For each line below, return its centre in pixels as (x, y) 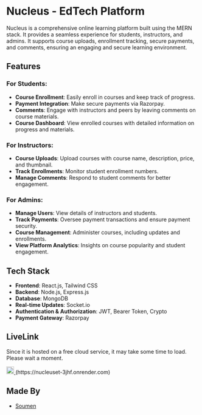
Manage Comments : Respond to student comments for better (93, 177)
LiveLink (23, 337)
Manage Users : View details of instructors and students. (86, 213)
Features (23, 67)
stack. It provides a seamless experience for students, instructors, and (95, 34)
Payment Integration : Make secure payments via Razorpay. (90, 103)
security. (26, 226)
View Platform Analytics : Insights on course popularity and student (100, 245)
